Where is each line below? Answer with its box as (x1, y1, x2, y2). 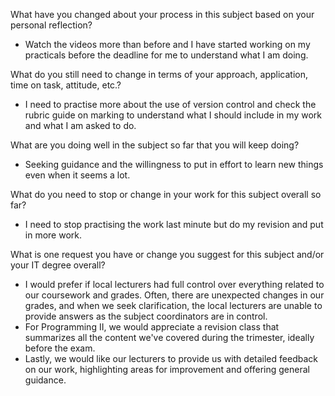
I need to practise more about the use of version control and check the (24, 99, 317, 110)
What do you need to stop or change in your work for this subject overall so (10, 189, 322, 200)
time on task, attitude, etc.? (10, 79, 122, 91)
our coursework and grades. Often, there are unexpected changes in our (24, 289, 325, 301)
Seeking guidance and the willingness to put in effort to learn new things (24, 159, 324, 170)
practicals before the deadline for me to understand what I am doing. (24, 49, 309, 61)
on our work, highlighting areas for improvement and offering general (24, 364, 310, 375)
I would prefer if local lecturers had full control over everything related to (24, 279, 325, 290)
